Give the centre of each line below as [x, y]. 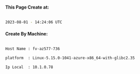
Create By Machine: [27, 33]
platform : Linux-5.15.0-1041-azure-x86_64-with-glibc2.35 [70, 58]
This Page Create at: [27, 7]
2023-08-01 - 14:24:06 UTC [34, 22]
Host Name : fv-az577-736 [32, 49]
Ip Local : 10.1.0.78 [29, 67]
